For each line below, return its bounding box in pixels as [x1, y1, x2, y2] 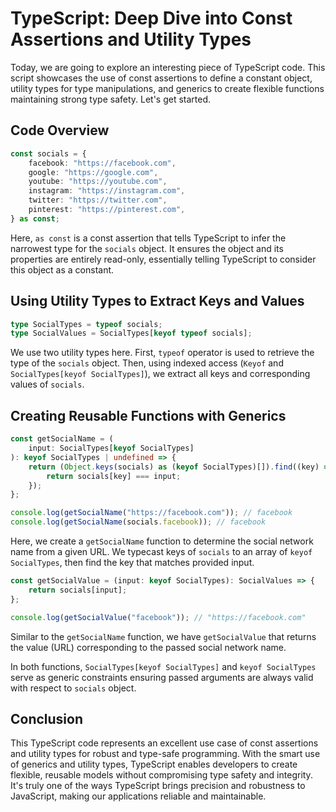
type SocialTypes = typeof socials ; [10, 319, 163, 329]
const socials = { [10, 148, 87, 159]
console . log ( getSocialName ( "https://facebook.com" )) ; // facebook [10, 508, 293, 518]
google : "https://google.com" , [28, 167, 159, 177]
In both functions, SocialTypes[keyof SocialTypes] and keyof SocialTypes [10, 660, 317, 672]
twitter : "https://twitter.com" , [28, 195, 168, 206]
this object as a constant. [10, 263, 115, 276]
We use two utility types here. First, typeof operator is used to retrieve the [10, 347, 315, 359]
